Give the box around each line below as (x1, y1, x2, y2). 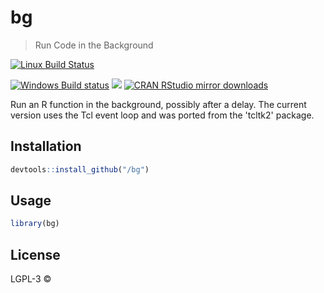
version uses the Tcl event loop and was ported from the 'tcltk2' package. (10, 109, 315, 121)
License (10, 246, 61, 263)
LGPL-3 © (10, 273, 52, 285)
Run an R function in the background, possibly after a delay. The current (10, 98, 307, 110)
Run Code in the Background (34, 39, 154, 51)
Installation (10, 138, 82, 155)
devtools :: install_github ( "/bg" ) (10, 164, 150, 175)
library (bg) (10, 219, 60, 229)
